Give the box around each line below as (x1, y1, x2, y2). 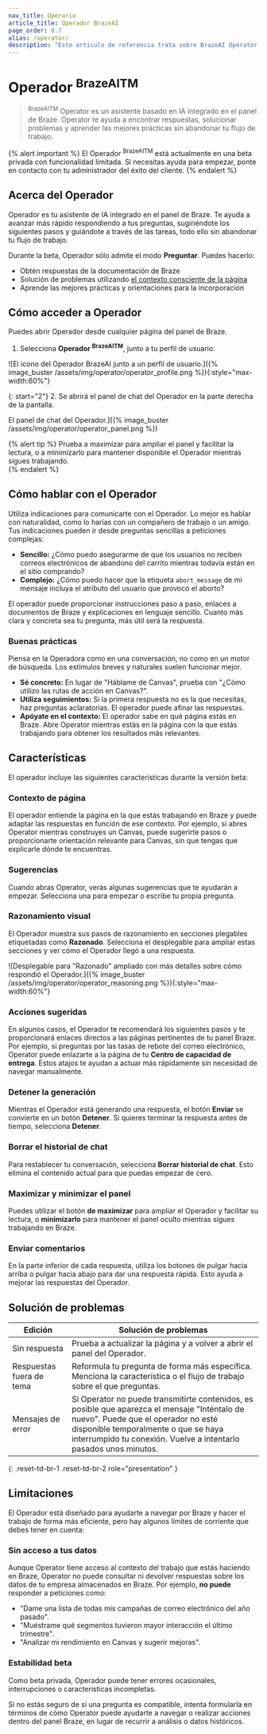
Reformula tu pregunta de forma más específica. (71, 1361, 253, 1372)
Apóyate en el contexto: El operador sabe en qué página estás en (19, 712, 237, 721)
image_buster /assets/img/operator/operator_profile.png (8, 367, 193, 377)
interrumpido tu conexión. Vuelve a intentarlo (71, 1434, 240, 1445)
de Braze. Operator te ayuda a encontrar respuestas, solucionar (27, 115, 237, 124)
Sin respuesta (12, 1343, 64, 1354)
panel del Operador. (71, 1348, 146, 1359)
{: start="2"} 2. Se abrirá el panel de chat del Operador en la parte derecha (8, 391, 253, 400)
